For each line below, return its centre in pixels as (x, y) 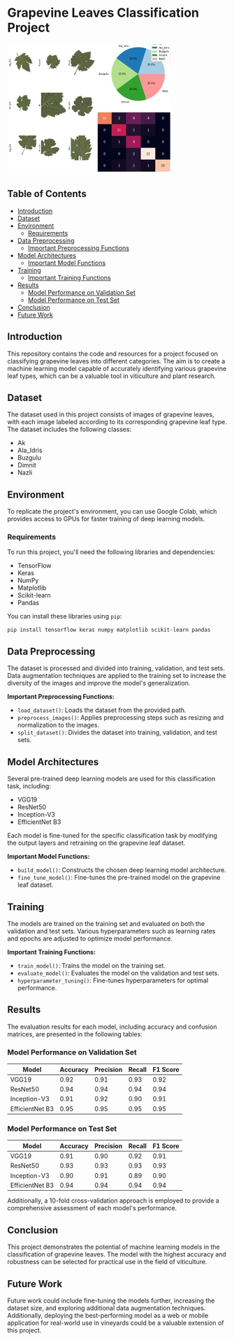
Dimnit (27, 465)
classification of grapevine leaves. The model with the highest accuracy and (117, 1254)
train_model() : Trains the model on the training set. (92, 965)
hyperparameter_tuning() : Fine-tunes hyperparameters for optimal (112, 980)
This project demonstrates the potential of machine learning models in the (114, 1247)
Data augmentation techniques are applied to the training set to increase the (117, 676)
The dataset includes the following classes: (70, 429)
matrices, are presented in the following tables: (75, 1034)
